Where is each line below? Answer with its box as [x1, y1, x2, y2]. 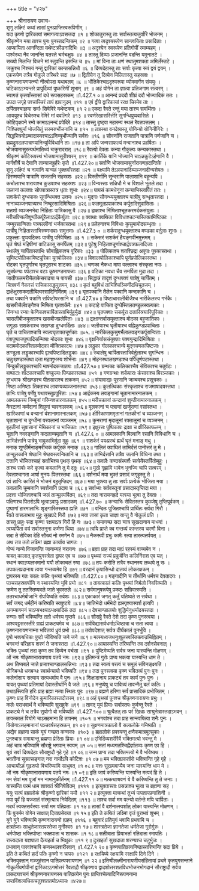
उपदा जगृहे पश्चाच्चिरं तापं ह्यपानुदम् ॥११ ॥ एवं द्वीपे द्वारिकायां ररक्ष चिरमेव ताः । [6, 99, 153, 105]
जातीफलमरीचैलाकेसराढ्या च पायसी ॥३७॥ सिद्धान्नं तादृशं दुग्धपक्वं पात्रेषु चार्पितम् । [6, 275, 160, 282]
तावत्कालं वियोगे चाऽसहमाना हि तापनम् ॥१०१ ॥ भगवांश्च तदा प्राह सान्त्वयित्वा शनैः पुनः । [6, 715, 172, 722]
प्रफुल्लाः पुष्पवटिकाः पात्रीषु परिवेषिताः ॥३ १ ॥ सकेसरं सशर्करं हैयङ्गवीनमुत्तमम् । [6, 234, 156, 241]
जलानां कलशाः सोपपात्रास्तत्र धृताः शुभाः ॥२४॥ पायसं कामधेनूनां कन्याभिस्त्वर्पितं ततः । [6, 187, 166, 193]
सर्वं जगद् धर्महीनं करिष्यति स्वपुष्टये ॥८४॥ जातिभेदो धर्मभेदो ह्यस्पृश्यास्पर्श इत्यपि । [6, 600, 159, 607]
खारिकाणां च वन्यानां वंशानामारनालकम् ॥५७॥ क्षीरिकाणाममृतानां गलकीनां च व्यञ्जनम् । [6, 410, 168, 417]
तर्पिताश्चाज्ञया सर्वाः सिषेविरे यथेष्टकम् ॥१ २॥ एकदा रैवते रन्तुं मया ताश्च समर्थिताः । [6, 105, 161, 112]
